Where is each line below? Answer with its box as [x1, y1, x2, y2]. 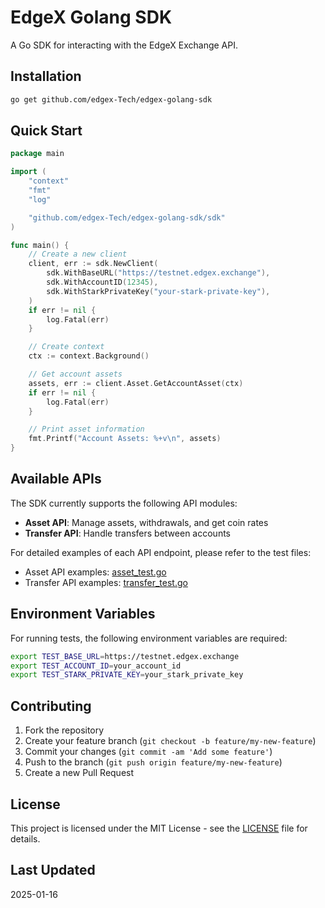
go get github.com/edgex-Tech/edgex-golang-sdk [10, 94, 213, 105]
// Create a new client [28, 249, 128, 260]
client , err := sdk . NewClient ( [28, 259, 159, 269]
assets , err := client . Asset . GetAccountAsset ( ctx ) [28, 378, 244, 388]
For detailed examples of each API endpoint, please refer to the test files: [10, 546, 312, 558]
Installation [10, 68, 82, 85]
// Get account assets [28, 369, 123, 380]
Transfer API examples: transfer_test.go [24, 576, 188, 588]
